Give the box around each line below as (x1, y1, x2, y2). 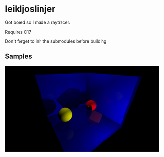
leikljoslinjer (5, 3, 56, 15)
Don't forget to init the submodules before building (5, 38, 107, 44)
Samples (5, 52, 33, 61)
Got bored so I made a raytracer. (5, 19, 71, 25)
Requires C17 (5, 29, 32, 35)
